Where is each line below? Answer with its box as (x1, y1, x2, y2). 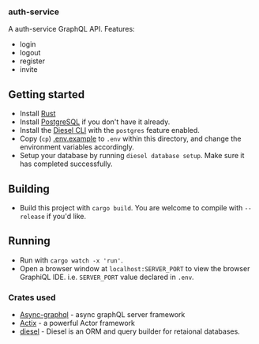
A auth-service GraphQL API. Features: (8, 25, 136, 34)
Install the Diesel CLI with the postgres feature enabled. (19, 126, 200, 135)
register (19, 56, 46, 66)
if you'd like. (46, 211, 87, 221)
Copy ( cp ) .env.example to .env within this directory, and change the (19, 134, 242, 144)
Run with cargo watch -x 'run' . (19, 255, 124, 265)
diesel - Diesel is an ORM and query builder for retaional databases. (19, 327, 241, 336)
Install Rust (19, 109, 56, 119)
